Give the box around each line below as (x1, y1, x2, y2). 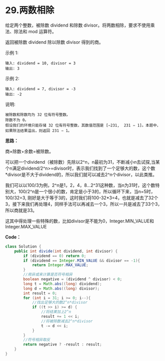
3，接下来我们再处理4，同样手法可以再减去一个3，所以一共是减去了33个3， (5, 201, 162, 207)
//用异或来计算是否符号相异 (23, 272, 73, 277)
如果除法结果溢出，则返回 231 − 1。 (5, 128, 72, 133)
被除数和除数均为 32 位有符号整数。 (5, 112, 70, 117)
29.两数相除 (5, 5, 55, 16)
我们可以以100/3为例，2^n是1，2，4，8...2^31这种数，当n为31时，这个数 (5, 182, 155, 188)
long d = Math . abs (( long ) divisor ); (23, 286, 100, 291)
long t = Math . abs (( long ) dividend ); (23, 281, 102, 286)
